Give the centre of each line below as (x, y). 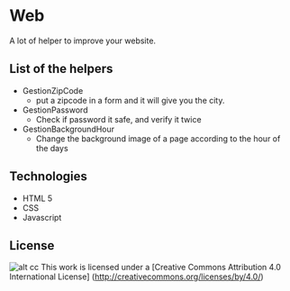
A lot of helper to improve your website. (82, 41)
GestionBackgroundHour (68, 129)
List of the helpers (61, 69)
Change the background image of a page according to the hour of (158, 138)
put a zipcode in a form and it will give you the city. (130, 100)
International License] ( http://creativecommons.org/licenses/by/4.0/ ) (136, 277)
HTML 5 (37, 198)
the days (52, 148)
